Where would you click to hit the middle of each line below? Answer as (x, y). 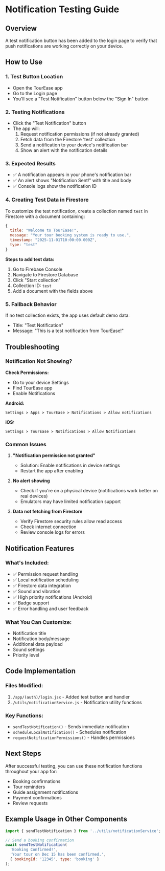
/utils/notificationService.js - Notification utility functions (77, 702)
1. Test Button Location (34, 77)
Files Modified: (24, 686)
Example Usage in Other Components (66, 819)
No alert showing (31, 481)
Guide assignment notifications (45, 792)
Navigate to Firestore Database (45, 274)
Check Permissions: (27, 373)
